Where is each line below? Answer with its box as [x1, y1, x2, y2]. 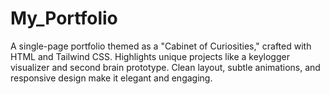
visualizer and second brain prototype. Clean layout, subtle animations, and [10, 61, 321, 73]
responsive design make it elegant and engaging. [10, 72, 213, 84]
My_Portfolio [10, 7, 118, 30]
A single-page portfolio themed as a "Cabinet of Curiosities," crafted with [10, 40, 312, 52]
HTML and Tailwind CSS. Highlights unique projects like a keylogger [10, 50, 290, 62]
